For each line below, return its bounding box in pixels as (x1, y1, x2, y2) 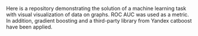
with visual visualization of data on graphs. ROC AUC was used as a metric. (6, 11, 190, 18)
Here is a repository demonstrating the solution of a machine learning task (6, 5, 187, 12)
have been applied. (6, 23, 53, 30)
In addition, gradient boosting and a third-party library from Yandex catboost (6, 17, 192, 24)
